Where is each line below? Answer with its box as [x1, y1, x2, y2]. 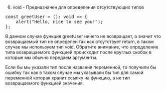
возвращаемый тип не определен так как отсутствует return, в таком [5, 38, 154, 44]
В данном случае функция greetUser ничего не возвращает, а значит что [5, 33, 161, 39]
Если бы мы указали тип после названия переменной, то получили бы [5, 64, 156, 70]
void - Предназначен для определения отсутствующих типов [12, 4, 144, 10]
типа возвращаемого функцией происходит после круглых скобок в [5, 49, 152, 55]
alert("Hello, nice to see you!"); [16, 19, 103, 24]
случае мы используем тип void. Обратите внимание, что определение [5, 44, 159, 49]
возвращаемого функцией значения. [5, 80, 84, 86]
